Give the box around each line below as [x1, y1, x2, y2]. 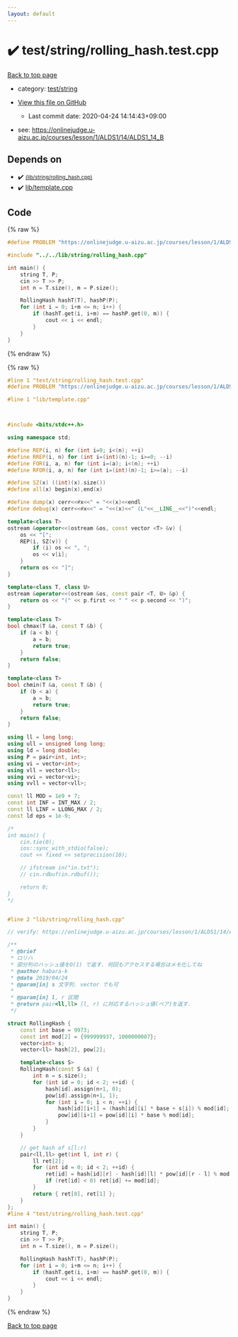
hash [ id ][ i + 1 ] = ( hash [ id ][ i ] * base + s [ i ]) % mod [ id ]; [57, 1105, 230, 1113]
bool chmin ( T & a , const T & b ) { [7, 681, 103, 689]
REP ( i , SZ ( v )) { [20, 537, 69, 545]
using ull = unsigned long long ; [7, 741, 106, 748]
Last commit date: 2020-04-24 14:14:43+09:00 [28, 111, 167, 120]
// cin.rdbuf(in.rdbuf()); [20, 871, 100, 878]
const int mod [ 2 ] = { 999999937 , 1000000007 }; [20, 1033, 157, 1040]
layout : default [7, 10, 55, 18]
